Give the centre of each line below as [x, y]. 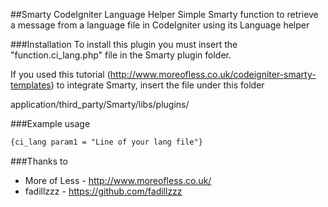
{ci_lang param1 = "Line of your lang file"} [106, 142]
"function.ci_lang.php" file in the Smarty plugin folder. [121, 55]
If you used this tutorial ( [60, 74]
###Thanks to [39, 161]
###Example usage [50, 123]
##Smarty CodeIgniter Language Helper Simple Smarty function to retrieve [164, 14]
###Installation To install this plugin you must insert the [124, 44]
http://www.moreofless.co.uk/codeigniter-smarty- [213, 74]
